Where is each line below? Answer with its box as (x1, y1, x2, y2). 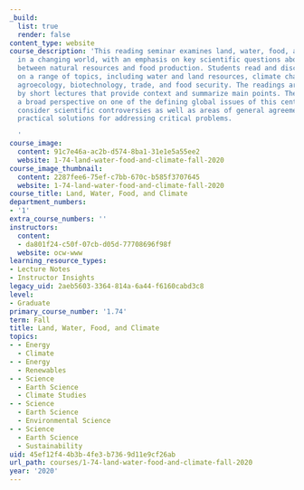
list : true (17, 22, 59, 31)
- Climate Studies (17, 391, 88, 400)
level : (9, 290, 34, 299)
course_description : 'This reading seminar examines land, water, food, (9, 47, 290, 56)
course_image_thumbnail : (9, 164, 103, 173)
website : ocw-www (17, 248, 83, 258)
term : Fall (9, 316, 51, 325)
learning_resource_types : (9, 257, 107, 266)
